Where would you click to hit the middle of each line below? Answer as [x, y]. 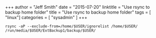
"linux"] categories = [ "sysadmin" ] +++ [46, 17]
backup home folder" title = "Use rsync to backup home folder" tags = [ [78, 12]
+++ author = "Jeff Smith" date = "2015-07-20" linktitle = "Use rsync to [78, 7]
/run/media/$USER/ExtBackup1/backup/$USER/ [51, 31]
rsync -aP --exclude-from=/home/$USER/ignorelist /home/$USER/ [72, 26]
